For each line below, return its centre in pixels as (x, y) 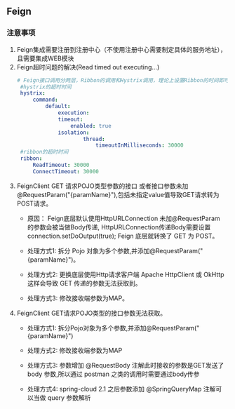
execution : (74, 113)
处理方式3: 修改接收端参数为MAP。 (78, 298)
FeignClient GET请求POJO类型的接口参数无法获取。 (92, 313)
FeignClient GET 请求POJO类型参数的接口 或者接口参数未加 (102, 186)
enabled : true (91, 126)
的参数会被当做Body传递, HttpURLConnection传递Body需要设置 (119, 227)
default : (58, 107)
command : (45, 100)
